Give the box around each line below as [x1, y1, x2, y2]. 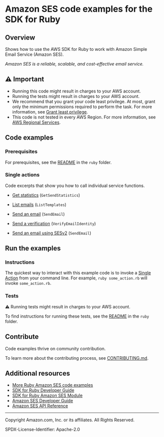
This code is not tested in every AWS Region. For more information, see [12, 114, 156, 120]
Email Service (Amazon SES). [5, 51, 64, 57]
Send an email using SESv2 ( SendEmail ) [12, 230, 92, 236]
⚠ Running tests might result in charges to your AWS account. [5, 303, 131, 309]
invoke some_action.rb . [5, 280, 52, 286]
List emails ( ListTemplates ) [12, 202, 67, 207]
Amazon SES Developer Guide [12, 398, 73, 404]
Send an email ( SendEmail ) [12, 211, 65, 217]
